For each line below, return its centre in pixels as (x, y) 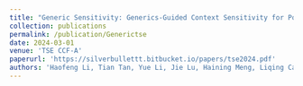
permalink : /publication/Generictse (78, 34)
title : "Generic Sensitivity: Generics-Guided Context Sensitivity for (147, 17)
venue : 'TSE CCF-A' (46, 51)
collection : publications (58, 26)
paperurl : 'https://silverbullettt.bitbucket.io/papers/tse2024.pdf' (143, 59)
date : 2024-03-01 (42, 43)
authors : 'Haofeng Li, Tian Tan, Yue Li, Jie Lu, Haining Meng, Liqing (147, 68)
